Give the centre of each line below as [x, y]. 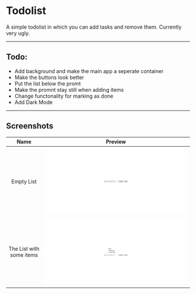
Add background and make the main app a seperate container [89, 71]
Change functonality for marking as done [64, 96]
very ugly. [18, 33]
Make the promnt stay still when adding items [69, 89]
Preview [116, 142]
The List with [24, 249]
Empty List [24, 181]
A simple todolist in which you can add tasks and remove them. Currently [94, 27]
